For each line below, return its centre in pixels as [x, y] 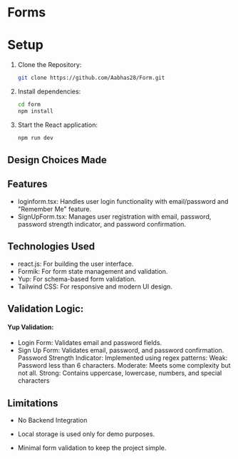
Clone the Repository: [50, 65]
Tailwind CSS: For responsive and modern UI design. [95, 287]
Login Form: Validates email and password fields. [90, 343]
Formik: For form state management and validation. [93, 271]
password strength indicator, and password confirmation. [102, 224]
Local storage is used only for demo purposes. [86, 434]
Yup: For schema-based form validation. [77, 279]
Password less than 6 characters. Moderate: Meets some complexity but [124, 366]
